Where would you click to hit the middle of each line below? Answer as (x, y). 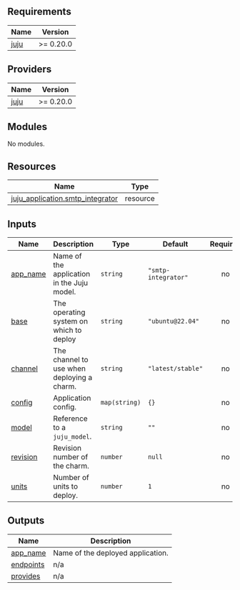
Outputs (26, 521)
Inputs (22, 224)
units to (66, 486)
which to (67, 330)
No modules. (26, 144)
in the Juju (71, 283)
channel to (71, 360)
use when (70, 369)
